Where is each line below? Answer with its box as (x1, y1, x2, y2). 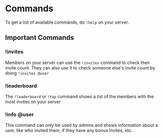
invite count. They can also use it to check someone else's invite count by (5, 65, 156, 70)
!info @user (5, 111, 34, 118)
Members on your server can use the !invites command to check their (5, 60, 150, 66)
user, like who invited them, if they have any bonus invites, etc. (5, 128, 133, 134)
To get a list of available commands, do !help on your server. (5, 19, 129, 25)
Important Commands (5, 34, 74, 42)
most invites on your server (5, 99, 61, 104)
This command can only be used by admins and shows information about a (5, 122, 158, 128)
